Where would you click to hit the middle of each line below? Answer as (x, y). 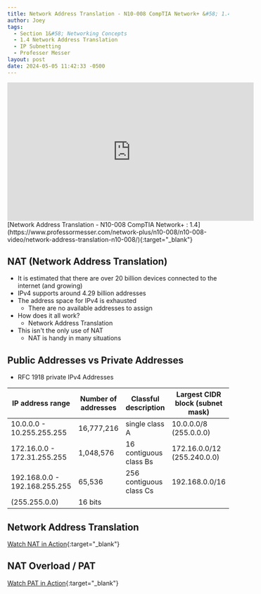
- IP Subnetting (37, 46)
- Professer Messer (42, 53)
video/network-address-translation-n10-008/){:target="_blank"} (100, 239)
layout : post (26, 60)
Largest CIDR (199, 394)
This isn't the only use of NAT (60, 330)
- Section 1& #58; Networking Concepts (71, 33)
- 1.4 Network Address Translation (66, 40)
